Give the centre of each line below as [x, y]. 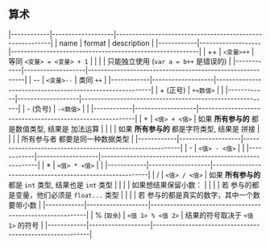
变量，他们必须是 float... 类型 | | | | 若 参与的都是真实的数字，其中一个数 [137, 195]
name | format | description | [107, 43]
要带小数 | [25, 205]
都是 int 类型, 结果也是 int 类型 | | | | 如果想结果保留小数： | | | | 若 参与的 [130, 185]
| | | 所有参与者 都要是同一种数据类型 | [71, 139]
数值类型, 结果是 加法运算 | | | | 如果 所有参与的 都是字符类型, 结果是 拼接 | [137, 128]
